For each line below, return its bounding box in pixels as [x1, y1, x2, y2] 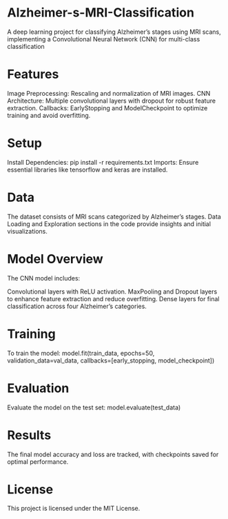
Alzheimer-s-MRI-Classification [7, 5, 195, 21]
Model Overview [7, 251, 103, 267]
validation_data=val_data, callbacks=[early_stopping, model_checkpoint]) [7, 356, 215, 365]
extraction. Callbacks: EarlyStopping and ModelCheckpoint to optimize [7, 103, 208, 112]
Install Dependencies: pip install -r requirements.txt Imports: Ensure [7, 158, 199, 166]
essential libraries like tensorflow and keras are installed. [7, 165, 168, 174]
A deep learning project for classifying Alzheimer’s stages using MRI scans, [7, 28, 222, 36]
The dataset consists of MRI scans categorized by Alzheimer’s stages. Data [7, 212, 222, 221]
